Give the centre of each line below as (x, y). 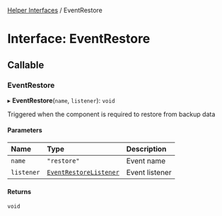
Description (146, 149)
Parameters (25, 130)
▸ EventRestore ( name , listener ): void (61, 100)
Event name (146, 161)
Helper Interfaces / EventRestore (55, 10)
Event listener (149, 173)
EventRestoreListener (83, 172)
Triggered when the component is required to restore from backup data (111, 114)
